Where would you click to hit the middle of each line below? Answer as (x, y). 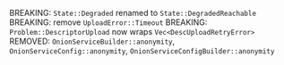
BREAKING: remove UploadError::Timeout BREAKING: (108, 22)
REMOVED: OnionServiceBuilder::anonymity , (92, 41)
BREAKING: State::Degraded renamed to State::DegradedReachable (133, 13)
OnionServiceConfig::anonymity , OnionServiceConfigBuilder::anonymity (142, 51)
